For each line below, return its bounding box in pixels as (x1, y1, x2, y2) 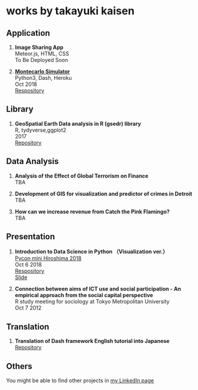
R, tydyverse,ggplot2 (14, 126, 67, 134)
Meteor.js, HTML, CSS (14, 50, 70, 57)
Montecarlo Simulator (14, 68, 70, 75)
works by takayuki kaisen (6, 4, 135, 18)
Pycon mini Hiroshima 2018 (14, 255, 82, 262)
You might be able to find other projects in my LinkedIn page (6, 377, 155, 384)
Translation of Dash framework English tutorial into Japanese (14, 338, 170, 345)
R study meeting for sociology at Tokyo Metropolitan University (14, 298, 170, 305)
